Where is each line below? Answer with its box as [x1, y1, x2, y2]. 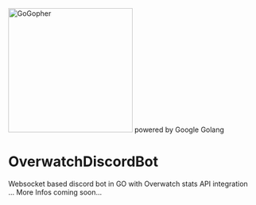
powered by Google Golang [134, 125, 225, 134]
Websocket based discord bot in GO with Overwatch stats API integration [8, 179, 248, 188]
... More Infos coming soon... [8, 187, 103, 197]
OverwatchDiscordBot [8, 153, 159, 171]
